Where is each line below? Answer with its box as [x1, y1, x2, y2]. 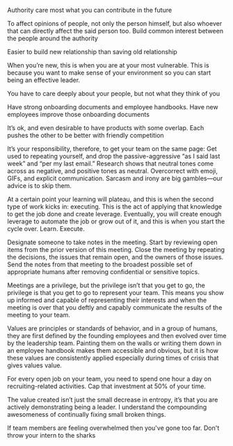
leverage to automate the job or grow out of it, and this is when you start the [7, 217, 225, 225]
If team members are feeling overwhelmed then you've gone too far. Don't [7, 424, 220, 432]
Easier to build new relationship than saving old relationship [7, 48, 177, 56]
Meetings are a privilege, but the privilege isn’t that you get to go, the [7, 281, 205, 289]
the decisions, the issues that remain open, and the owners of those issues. [7, 253, 224, 261]
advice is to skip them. [7, 182, 72, 190]
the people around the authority [7, 34, 99, 42]
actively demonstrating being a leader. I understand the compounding [7, 403, 207, 411]
